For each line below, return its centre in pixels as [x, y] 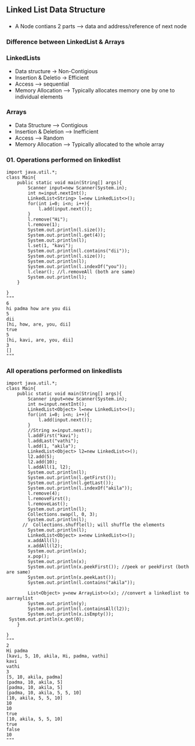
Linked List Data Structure [56, 10]
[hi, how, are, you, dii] [38, 324]
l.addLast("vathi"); [53, 441]
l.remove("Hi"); [48, 219]
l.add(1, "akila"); [52, 446]
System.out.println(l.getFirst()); [72, 478]
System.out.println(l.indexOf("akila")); [80, 488]
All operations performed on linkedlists [64, 371]
